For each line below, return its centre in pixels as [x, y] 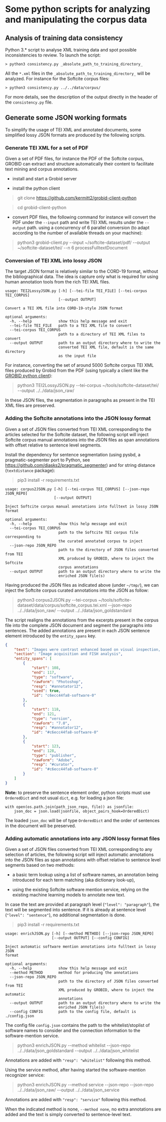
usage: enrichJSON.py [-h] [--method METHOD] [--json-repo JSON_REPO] [80, 934]
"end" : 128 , [44, 751]
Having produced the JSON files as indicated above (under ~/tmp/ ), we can [82, 585]
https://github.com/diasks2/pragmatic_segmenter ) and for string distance [80, 465]
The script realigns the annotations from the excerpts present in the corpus [82, 620]
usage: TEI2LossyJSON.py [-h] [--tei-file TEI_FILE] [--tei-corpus [76, 291]
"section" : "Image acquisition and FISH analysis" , [68, 654]
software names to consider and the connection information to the [73, 1031]
